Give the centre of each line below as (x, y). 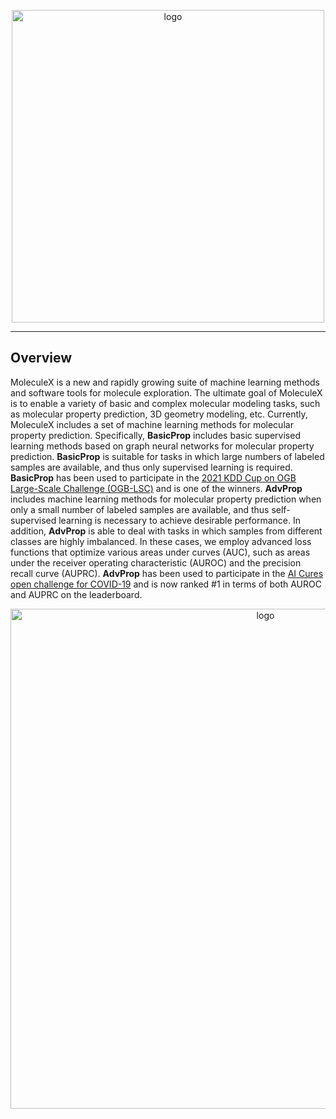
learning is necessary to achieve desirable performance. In (179, 520)
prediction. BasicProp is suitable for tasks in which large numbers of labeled (167, 456)
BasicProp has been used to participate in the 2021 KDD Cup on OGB (153, 477)
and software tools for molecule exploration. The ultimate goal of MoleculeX (166, 392)
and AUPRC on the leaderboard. (76, 594)
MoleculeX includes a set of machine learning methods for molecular (152, 424)
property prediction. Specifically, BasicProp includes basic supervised (155, 435)
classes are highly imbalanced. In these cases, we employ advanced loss (161, 541)
